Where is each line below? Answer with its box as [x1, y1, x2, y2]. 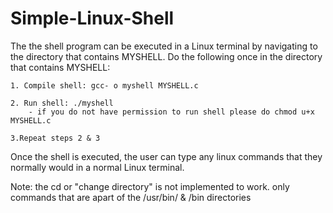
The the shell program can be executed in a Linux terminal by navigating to [10, 40, 318, 52]
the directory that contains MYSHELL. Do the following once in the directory [10, 50, 323, 62]
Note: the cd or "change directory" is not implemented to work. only [10, 180, 290, 192]
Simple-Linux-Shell [10, 7, 175, 30]
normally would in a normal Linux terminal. [10, 161, 185, 173]
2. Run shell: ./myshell [10, 98, 114, 108]
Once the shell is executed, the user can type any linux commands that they [10, 150, 323, 162]
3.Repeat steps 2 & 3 [10, 133, 101, 143]
